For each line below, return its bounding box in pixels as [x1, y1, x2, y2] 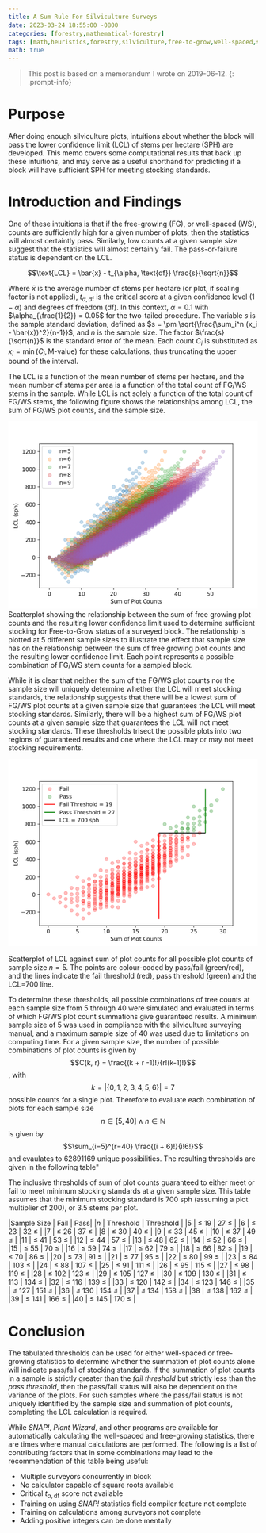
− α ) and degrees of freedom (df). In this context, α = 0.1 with [8, 302, 209, 312]
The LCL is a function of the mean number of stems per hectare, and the [8, 372, 245, 381]
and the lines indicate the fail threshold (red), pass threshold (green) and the [8, 972, 257, 981]
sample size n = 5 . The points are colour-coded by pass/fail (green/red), [8, 963, 245, 972]
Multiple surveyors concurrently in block [19, 1472, 152, 1481]
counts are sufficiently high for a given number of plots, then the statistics [8, 228, 249, 237]
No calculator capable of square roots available [19, 1480, 174, 1490]
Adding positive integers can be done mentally [19, 1516, 172, 1526]
